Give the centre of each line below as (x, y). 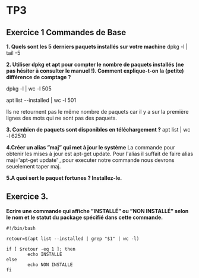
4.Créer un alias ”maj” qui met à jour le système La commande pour (91, 147)
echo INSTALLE (45, 254)
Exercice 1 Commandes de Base (66, 32)
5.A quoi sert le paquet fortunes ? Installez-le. (64, 178)
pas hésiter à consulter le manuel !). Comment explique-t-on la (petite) (95, 71)
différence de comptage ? (39, 77)
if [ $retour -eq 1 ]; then (41, 249)
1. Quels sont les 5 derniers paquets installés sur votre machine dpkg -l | (97, 46)
